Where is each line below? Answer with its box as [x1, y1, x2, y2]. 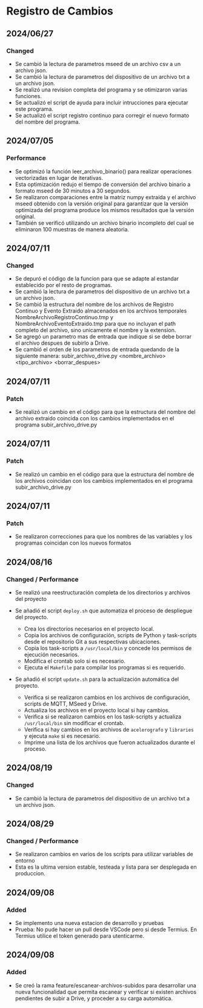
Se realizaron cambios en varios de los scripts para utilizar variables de [15, 850, 193, 858]
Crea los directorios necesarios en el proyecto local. [24, 625, 155, 632]
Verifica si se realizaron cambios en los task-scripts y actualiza [24, 713, 182, 720]
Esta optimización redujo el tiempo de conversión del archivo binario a [15, 181, 191, 188]
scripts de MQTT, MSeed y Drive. [24, 700, 108, 707]
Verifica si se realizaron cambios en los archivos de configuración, [24, 694, 190, 701]
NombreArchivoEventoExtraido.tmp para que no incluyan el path [15, 320, 176, 328]
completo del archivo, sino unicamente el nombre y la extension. [15, 327, 176, 334]
